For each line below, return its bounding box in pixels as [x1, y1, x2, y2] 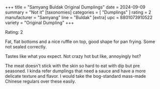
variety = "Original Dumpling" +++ [5, 20, 74, 25]
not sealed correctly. [5, 44, 47, 49]
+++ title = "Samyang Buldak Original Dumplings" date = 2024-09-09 [5, 4, 146, 10]
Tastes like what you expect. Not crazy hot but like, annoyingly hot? [5, 53, 141, 59]
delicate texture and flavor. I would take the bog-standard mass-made [5, 73, 146, 79]
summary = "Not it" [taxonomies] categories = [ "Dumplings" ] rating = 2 [5, 9, 152, 15]
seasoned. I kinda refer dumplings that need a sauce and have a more [5, 68, 146, 74]
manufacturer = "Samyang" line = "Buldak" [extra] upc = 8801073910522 [5, 15, 153, 20]
